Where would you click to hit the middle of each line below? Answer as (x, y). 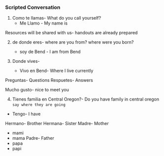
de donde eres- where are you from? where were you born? (73, 42)
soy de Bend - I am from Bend (50, 52)
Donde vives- (26, 61)
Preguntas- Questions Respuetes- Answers (49, 80)
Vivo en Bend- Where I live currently (56, 71)
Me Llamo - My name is (44, 23)
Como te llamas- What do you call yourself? (57, 18)
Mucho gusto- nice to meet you (37, 90)
